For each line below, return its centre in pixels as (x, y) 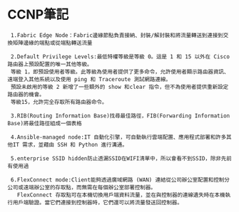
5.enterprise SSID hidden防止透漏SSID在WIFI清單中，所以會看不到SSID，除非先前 (121, 158)
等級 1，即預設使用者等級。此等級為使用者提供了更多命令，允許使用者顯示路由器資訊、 (120, 72)
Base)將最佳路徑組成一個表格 (45, 123)
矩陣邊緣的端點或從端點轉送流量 (52, 43)
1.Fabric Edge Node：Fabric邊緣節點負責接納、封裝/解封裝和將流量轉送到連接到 (117, 35)
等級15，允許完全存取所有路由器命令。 (59, 102)
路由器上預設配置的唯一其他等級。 (50, 64)
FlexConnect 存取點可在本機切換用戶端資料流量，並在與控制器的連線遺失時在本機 (121, 195)
